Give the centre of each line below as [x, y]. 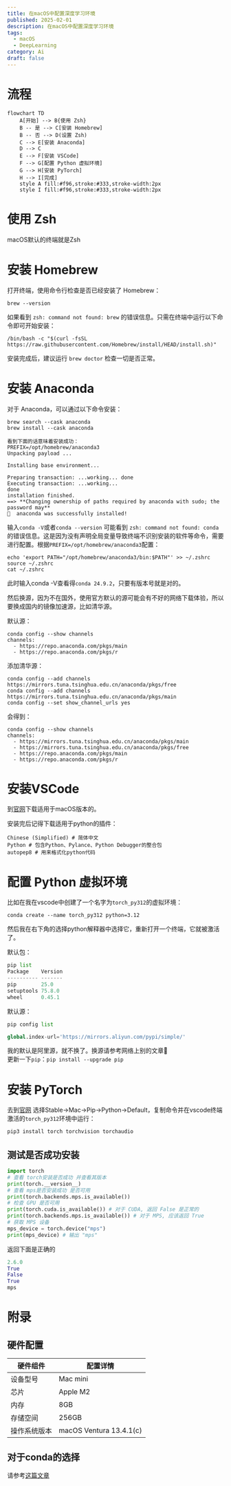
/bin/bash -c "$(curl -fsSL [47, 338]
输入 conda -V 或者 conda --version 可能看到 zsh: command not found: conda [113, 527]
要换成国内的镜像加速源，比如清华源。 [61, 606]
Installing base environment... [53, 465]
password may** [29, 507]
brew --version [29, 303]
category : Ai [26, 52]
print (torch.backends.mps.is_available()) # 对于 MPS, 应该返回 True [106, 1216]
